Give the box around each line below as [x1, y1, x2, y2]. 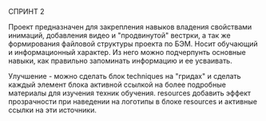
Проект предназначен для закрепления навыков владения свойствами [8, 22, 252, 31]
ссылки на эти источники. [8, 105, 97, 115]
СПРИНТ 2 [8, 7, 46, 16]
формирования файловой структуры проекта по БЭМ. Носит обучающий [8, 39, 258, 49]
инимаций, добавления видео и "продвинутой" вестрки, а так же [8, 31, 232, 40]
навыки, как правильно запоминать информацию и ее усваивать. [8, 56, 233, 65]
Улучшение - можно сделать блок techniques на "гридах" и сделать [8, 72, 241, 80]
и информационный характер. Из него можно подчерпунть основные [8, 48, 246, 57]
